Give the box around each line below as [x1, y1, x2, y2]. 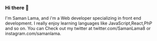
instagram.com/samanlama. [5, 31, 61, 37]
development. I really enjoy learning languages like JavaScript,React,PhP [5, 20, 153, 26]
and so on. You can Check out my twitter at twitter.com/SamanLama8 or [5, 26, 151, 31]
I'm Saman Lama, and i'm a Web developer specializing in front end [5, 15, 141, 21]
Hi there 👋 [5, 4, 29, 11]
